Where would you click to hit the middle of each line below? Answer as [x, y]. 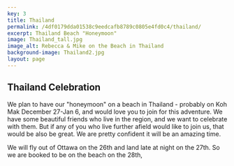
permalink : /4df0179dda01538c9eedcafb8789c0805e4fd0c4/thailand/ [104, 27]
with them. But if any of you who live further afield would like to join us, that [116, 126]
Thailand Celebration [54, 88]
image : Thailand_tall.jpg [45, 40]
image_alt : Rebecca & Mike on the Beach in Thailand [86, 46]
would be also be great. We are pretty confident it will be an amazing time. [114, 134]
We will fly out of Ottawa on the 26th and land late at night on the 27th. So [114, 147]
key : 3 [17, 14]
